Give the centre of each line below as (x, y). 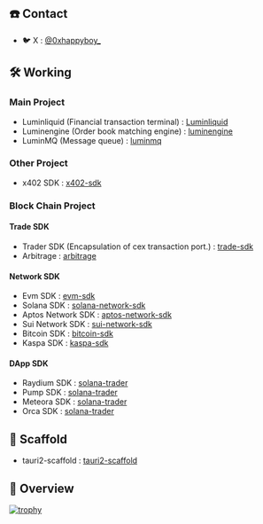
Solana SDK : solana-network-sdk (84, 305)
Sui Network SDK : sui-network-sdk (87, 325)
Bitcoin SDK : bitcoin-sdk (67, 333)
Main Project (37, 102)
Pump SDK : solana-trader (70, 393)
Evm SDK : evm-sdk (58, 296)
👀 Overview (42, 488)
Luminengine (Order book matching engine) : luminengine (127, 131)
